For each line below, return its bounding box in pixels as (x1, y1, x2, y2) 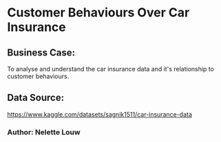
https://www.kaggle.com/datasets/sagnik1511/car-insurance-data (7, 110, 193, 118)
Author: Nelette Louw (7, 127, 81, 137)
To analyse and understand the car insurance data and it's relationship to (7, 65, 215, 73)
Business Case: (7, 47, 76, 58)
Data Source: (7, 92, 64, 104)
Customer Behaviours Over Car (7, 5, 190, 21)
